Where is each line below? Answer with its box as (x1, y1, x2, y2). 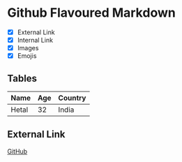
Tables (7, 72, 37, 84)
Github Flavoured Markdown (7, 5, 176, 21)
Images (17, 44, 39, 52)
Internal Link (17, 36, 54, 44)
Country (58, 93, 86, 103)
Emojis (17, 52, 37, 60)
